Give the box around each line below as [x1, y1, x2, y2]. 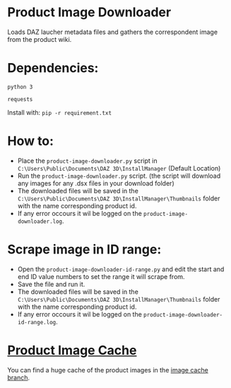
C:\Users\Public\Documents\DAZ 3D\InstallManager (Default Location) [17, 164, 221, 172]
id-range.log [17, 319, 57, 326]
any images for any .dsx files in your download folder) [17, 178, 174, 188]
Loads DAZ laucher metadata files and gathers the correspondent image [7, 28, 218, 36]
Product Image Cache [7, 342, 137, 358]
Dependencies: [7, 60, 99, 76]
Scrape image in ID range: [7, 241, 162, 257]
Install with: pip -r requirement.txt [7, 108, 112, 117]
